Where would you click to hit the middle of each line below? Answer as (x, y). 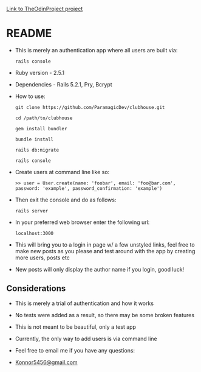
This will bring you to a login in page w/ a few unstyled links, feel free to (105, 244)
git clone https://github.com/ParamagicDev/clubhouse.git (90, 107)
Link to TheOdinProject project (45, 9)
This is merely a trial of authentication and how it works (84, 303)
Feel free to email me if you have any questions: (75, 350)
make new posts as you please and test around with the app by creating (105, 251)
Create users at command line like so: (62, 172)
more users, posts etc (42, 258)
